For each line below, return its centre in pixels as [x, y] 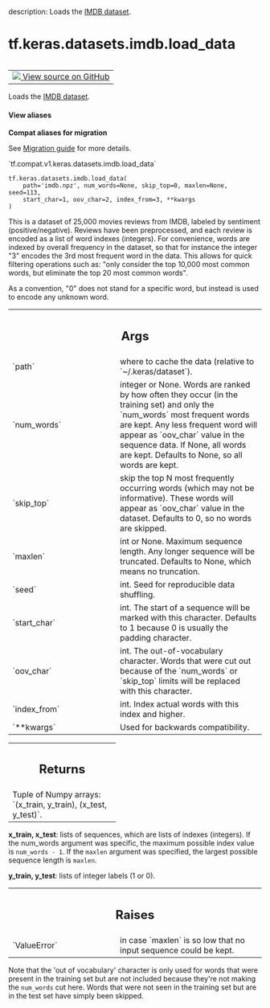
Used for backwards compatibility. [185, 727]
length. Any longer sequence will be [188, 551]
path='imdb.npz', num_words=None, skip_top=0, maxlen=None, [125, 186]
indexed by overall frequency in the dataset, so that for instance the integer [133, 248]
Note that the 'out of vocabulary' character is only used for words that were [133, 970]
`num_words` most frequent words [185, 415]
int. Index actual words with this [180, 704]
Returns [62, 769]
